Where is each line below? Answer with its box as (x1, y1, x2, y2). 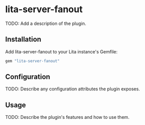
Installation (5, 35, 41, 44)
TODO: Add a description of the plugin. (5, 20, 86, 26)
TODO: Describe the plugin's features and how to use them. (5, 114, 130, 120)
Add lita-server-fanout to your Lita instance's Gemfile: (5, 48, 118, 54)
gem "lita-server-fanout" (5, 58, 60, 64)
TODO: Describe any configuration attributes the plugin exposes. (5, 86, 140, 92)
